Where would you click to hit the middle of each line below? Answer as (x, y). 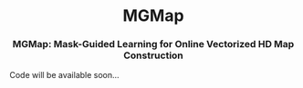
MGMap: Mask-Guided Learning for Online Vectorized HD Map (153, 44)
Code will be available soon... (65, 75)
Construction (153, 55)
